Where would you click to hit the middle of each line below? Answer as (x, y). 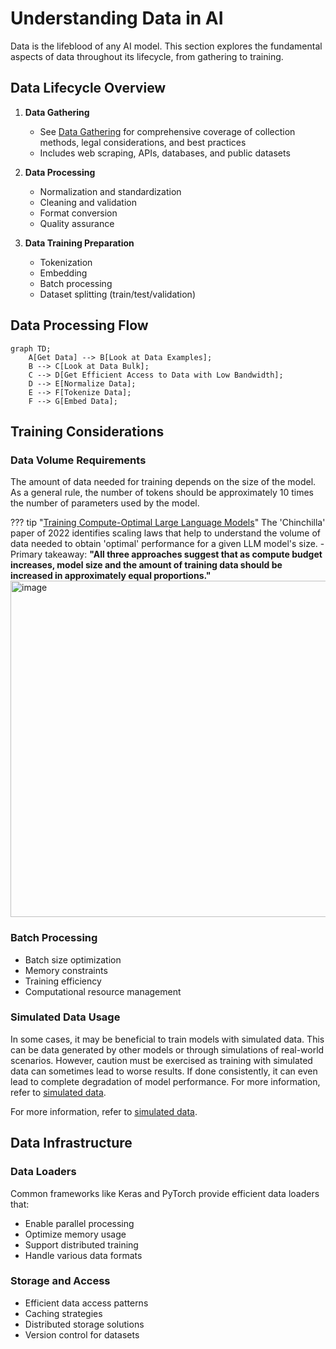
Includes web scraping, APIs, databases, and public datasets (165, 153)
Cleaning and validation (88, 202)
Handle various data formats (83, 1255)
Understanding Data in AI (117, 18)
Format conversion (78, 213)
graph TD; (31, 348)
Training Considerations (87, 431)
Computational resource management (103, 991)
